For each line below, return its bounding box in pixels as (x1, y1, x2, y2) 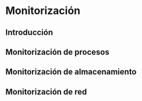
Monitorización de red (5, 86, 87, 97)
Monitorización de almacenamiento (5, 67, 137, 77)
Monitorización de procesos (5, 47, 110, 57)
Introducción (5, 27, 54, 37)
